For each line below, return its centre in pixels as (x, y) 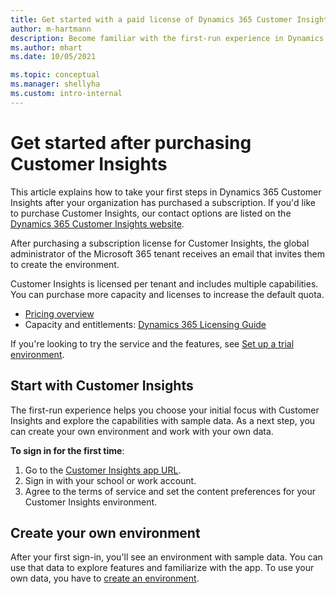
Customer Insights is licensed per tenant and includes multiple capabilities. (164, 283)
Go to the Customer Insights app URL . (103, 470)
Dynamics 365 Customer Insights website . (97, 223)
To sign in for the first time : (67, 450)
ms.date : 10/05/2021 (53, 57)
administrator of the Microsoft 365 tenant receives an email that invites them (168, 253)
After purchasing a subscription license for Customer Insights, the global (160, 243)
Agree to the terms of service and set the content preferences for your (170, 491)
